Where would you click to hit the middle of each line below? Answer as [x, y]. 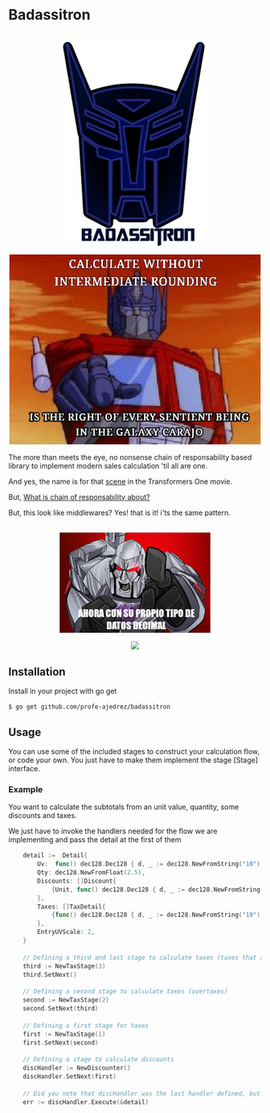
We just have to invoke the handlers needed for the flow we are [113, 831]
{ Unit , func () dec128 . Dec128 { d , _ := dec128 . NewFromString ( [157, 889]
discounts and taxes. [43, 816]
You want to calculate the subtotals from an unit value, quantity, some [124, 807]
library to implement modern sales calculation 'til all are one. [108, 466]
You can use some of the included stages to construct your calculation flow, [134, 752]
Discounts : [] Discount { [77, 881]
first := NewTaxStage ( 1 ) [64, 1034]
